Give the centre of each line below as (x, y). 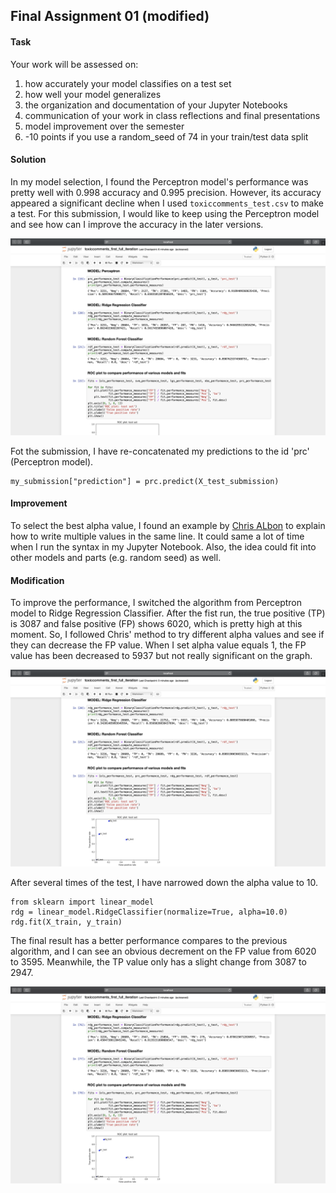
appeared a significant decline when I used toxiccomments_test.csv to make (167, 203)
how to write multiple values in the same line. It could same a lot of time (157, 536)
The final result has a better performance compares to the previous (149, 941)
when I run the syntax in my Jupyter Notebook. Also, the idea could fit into (163, 547)
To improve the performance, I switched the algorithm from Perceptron (156, 603)
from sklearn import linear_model (82, 902)
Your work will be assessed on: (74, 64)
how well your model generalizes (93, 94)
